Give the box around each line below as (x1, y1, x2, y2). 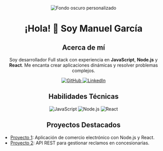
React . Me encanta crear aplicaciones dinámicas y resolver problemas (9, 62, 158, 68)
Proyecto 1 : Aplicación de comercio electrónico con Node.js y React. (10, 134, 155, 140)
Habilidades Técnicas (48, 92, 119, 101)
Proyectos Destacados (46, 121, 121, 130)
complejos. (72, 68, 95, 74)
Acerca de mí (62, 43, 105, 52)
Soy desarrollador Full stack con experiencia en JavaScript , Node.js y (9, 57, 158, 62)
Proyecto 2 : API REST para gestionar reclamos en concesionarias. (10, 140, 150, 146)
